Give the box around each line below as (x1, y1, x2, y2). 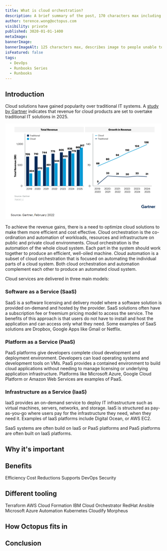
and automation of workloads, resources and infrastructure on (27, 235, 155, 240)
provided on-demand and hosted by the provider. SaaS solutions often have (5, 305, 161, 311)
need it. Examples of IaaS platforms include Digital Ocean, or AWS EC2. (5, 415, 152, 422)
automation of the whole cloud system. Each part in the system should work (5, 245, 161, 251)
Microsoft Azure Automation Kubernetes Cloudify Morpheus (5, 508, 128, 514)
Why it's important (5, 445, 65, 453)
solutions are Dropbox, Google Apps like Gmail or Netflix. (5, 326, 122, 332)
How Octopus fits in (5, 522, 68, 531)
